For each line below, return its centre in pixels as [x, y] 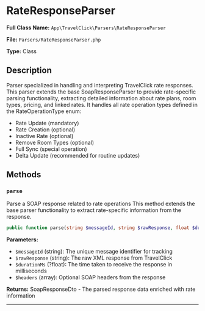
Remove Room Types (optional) [55, 142]
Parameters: [22, 240]
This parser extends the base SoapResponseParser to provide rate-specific [101, 92]
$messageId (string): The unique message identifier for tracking [94, 252]
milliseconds [31, 271]
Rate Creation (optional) [45, 130]
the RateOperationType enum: [44, 111]
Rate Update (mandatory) [47, 123]
